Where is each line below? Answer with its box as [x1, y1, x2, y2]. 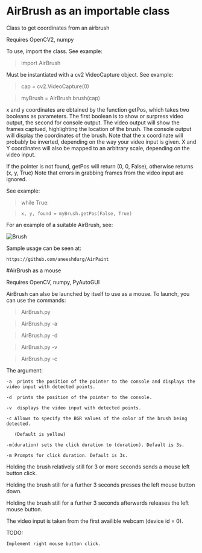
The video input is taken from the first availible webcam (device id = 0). [6, 517, 183, 525]
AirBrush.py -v [21, 343, 58, 351]
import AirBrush [21, 59, 61, 66]
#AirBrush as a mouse [6, 267, 62, 274]
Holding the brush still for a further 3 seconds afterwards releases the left [6, 499, 189, 507]
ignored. [6, 175, 27, 182]
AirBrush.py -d [21, 331, 58, 339]
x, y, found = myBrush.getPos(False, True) [21, 210, 133, 217]
